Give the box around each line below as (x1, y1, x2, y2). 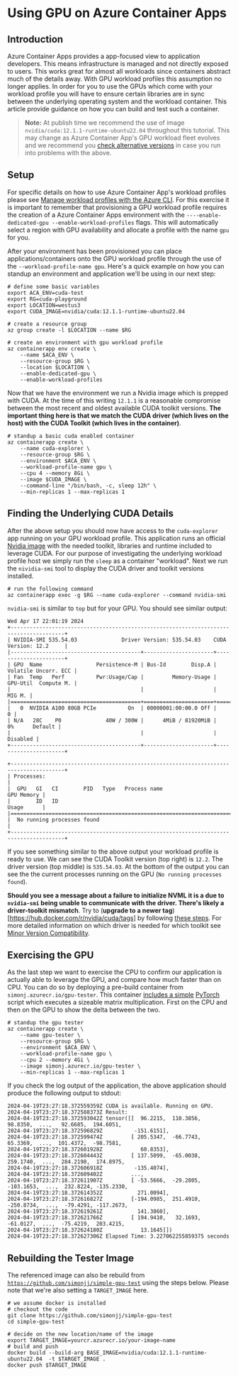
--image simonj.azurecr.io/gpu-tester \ (20, 1063, 141, 1070)
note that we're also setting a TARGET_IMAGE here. (7, 1286, 149, 1294)
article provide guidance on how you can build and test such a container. (7, 105, 220, 113)
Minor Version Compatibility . (7, 929, 90, 937)
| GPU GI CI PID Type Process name (7, 785, 163, 792)
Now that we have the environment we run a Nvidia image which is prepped (7, 388, 229, 397)
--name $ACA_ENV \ (20, 351, 74, 359)
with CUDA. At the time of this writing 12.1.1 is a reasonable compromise (7, 396, 221, 405)
